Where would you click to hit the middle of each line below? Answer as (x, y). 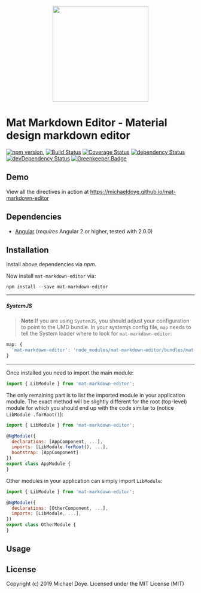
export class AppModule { (38, 464)
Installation (28, 250)
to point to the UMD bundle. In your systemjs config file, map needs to (106, 327)
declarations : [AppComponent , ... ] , (57, 442)
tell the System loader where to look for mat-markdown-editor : (96, 334)
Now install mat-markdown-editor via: (51, 276)
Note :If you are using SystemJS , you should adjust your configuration (105, 321)
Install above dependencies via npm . (51, 264)
